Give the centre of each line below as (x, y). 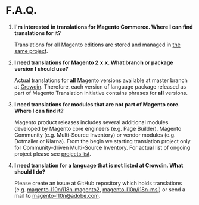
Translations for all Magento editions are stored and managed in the (97, 45)
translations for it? (38, 33)
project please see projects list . (53, 154)
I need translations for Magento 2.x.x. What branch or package (94, 62)
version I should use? (41, 68)
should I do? (30, 171)
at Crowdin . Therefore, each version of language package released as (100, 86)
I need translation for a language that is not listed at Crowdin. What (99, 165)
